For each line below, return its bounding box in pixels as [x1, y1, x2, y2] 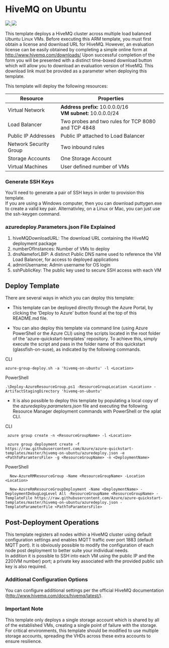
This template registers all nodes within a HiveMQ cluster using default [5, 531, 152, 537]
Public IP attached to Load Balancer [60, 132, 145, 139]
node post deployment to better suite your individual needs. [5, 547, 129, 553]
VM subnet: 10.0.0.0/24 [60, 110, 119, 117]
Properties [98, 95, 124, 102]
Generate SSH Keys [5, 178, 54, 185]
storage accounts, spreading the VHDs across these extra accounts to [5, 632, 151, 639]
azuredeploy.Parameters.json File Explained [5, 224, 116, 231]
